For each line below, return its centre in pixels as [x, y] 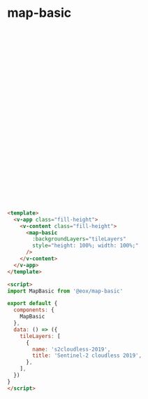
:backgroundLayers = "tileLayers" [80, 239]
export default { [32, 304]
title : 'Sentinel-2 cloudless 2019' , [87, 356]
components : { [34, 310]
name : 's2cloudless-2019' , [72, 349]
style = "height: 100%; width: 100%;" [86, 246]
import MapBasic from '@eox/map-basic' [65, 291]
